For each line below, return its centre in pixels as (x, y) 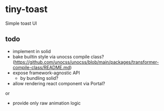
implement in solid (32, 51)
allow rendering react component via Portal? (59, 83)
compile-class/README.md (41, 67)
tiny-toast (27, 9)
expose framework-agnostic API (46, 73)
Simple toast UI (21, 23)
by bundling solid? (39, 78)
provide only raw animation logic (47, 103)
